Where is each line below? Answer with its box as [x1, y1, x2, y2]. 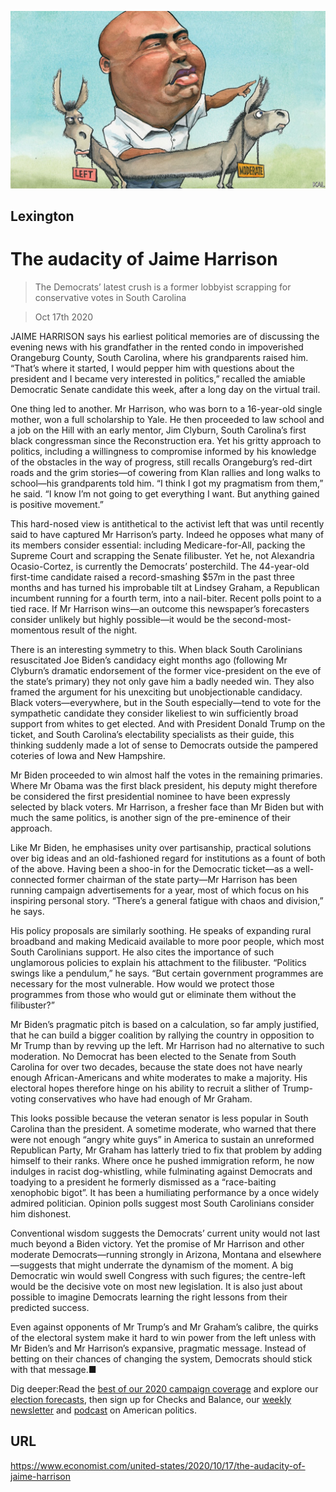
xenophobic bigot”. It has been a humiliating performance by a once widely [10, 1186, 319, 1198]
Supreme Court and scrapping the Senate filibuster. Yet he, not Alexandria [10, 549, 315, 561]
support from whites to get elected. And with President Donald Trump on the [10, 717, 326, 730]
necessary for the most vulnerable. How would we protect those [10, 977, 275, 990]
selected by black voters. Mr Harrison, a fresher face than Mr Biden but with [10, 801, 324, 813]
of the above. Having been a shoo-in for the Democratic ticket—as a [10, 862, 292, 875]
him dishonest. [10, 1207, 72, 1220]
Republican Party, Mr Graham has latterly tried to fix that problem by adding [10, 1144, 323, 1156]
